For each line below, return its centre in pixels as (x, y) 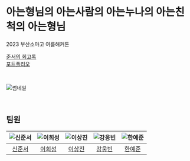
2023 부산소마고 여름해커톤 (38, 44)
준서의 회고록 (21, 56)
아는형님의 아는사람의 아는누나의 (80, 12)
